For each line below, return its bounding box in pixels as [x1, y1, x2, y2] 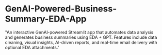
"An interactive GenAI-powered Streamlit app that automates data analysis [5, 29, 154, 35]
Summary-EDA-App [5, 13, 87, 24]
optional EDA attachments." [5, 44, 60, 50]
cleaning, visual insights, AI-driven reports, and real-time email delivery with [5, 39, 158, 45]
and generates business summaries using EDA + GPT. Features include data [5, 34, 157, 40]
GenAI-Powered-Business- [5, 3, 117, 14]
